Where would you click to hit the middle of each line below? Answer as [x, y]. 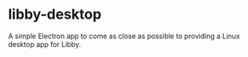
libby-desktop [55, 14]
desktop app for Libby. [44, 44]
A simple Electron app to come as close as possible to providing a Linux [124, 36]
